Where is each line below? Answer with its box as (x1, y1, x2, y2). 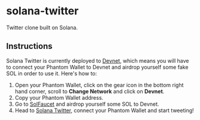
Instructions (6, 41, 53, 51)
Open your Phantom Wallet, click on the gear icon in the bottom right (14, 81, 184, 88)
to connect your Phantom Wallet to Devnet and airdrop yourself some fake (6, 63, 189, 70)
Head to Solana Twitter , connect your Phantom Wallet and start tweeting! (14, 106, 194, 114)
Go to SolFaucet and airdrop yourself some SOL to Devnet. (14, 100, 159, 107)
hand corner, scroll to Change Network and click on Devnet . (14, 88, 165, 95)
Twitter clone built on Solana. (6, 24, 78, 31)
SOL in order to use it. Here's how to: (6, 70, 97, 77)
